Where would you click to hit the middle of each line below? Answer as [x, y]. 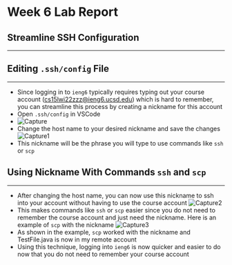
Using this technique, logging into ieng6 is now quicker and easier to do [119, 246]
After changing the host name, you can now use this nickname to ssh [115, 195]
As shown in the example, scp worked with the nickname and [104, 232]
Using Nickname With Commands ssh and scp [107, 172]
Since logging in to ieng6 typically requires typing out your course [111, 92]
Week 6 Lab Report [63, 12]
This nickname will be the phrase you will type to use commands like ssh [120, 143]
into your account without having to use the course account [102, 203]
